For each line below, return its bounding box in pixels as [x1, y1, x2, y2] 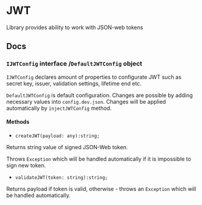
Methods [6, 118, 30, 126]
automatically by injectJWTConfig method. [6, 104, 112, 112]
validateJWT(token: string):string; [15, 174, 108, 181]
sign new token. [6, 161, 46, 169]
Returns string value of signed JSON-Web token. [6, 143, 129, 150]
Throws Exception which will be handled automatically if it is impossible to [6, 155, 191, 163]
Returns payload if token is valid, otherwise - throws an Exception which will [6, 185, 197, 192]
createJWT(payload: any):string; [15, 133, 100, 139]
